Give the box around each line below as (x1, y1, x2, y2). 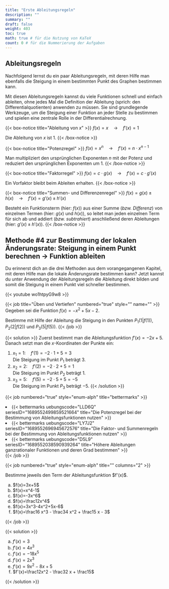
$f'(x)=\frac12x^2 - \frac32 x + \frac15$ (12, 569, 94, 575)
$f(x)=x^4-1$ (12, 488, 40, 494)
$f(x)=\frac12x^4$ (12, 498, 50, 504)
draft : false (5, 21, 33, 27)
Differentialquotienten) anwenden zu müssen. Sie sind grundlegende (5, 104, 148, 110)
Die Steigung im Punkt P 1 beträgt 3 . (12, 357, 86, 364)
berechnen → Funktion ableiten (5, 252, 106, 260)
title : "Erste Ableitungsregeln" (5, 7, 76, 13)
